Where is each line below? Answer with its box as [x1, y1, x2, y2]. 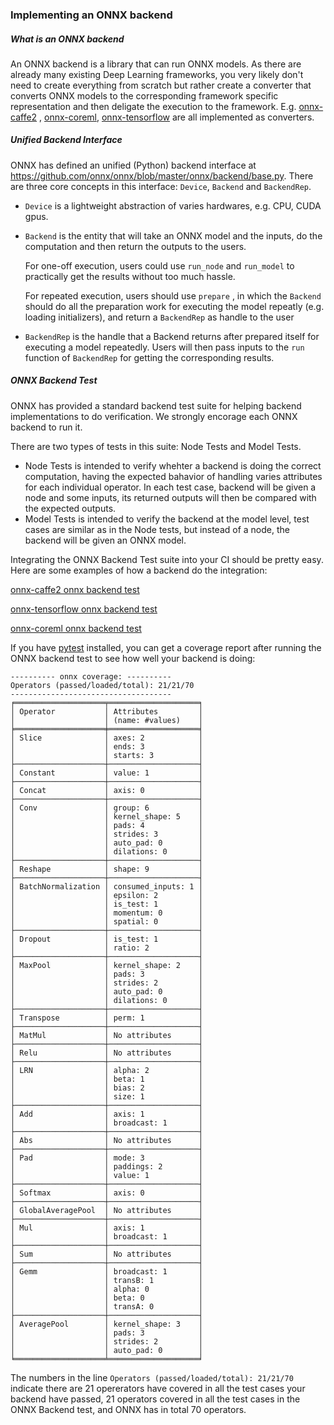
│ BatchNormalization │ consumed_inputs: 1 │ [10, 881, 203, 892]
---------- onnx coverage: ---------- [10, 671, 172, 682]
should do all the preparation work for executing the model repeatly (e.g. [24, 300, 325, 312]
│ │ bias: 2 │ [10, 1083, 203, 1093]
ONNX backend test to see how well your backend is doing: [10, 652, 256, 664]
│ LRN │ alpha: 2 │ [10, 1065, 203, 1075]
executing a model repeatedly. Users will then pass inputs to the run [24, 341, 305, 353]
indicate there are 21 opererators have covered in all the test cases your [10, 1382, 306, 1394]
